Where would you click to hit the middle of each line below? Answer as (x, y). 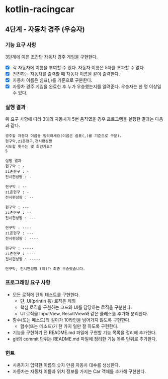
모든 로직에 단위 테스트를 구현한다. (46, 295)
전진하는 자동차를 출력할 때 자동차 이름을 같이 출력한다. (66, 74)
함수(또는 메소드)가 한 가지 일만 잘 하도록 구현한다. (69, 326)
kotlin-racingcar (40, 9)
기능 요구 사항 (21, 45)
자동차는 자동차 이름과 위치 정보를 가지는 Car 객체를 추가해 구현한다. (79, 371)
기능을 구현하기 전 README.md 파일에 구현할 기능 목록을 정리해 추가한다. (85, 333)
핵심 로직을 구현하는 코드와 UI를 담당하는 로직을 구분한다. (76, 307)
